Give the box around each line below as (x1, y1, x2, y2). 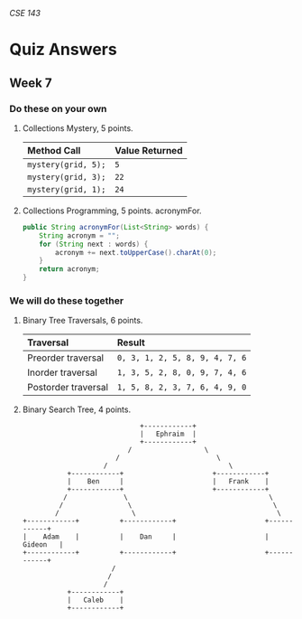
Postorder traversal (26, 381, 109, 394)
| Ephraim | (139, 429, 197, 439)
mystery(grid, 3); (26, 172, 106, 182)
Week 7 (9, 75, 52, 90)
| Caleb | (67, 596, 124, 605)
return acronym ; (39, 265, 100, 274)
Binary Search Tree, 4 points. (22, 404, 132, 415)
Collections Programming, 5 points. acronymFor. (22, 205, 202, 216)
